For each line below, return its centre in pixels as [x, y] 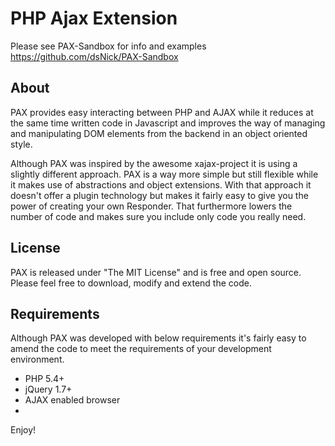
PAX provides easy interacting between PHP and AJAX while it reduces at [162, 112]
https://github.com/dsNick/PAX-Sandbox [94, 56]
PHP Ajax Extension [94, 18]
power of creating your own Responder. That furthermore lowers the [151, 206]
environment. [37, 359]
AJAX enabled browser [72, 400]
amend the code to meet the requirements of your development [141, 349]
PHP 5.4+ [44, 379]
